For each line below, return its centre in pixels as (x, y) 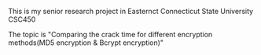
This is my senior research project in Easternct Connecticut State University (131, 11)
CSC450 (22, 19)
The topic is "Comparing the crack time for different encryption (110, 34)
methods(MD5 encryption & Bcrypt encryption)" (86, 43)
